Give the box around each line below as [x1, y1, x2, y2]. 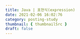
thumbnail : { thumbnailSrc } [5, 21, 67, 27]
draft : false [5, 26, 33, 31]
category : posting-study [5, 17, 58, 22]
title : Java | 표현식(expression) [5, 7, 75, 13]
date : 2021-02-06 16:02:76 [5, 12, 63, 17]
